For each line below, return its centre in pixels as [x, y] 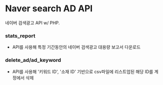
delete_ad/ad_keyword [33, 60]
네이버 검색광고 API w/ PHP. [33, 23]
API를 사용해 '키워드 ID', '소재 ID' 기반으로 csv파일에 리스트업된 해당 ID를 [83, 71]
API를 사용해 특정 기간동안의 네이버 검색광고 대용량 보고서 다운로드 [76, 47]
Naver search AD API [49, 9]
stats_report [20, 36]
